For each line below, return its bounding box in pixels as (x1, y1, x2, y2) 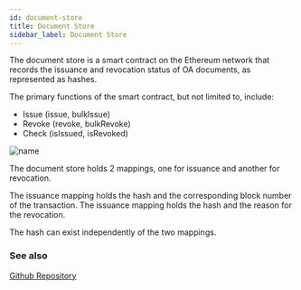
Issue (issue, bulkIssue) (22, 109, 111, 120)
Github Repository (9, 270, 77, 281)
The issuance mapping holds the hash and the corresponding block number (9, 191, 292, 201)
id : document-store (9, 13, 83, 23)
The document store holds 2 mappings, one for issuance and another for (9, 164, 280, 174)
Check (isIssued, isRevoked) (22, 128, 129, 139)
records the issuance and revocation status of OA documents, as (9, 64, 251, 75)
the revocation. (9, 210, 66, 220)
